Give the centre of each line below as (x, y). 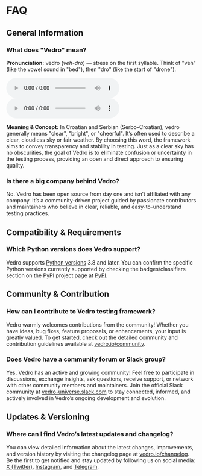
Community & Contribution (58, 294)
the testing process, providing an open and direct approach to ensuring (95, 159)
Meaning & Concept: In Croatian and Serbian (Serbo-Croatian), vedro (93, 127)
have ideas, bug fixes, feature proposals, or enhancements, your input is (96, 331)
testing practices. (28, 213)
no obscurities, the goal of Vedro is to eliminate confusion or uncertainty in (99, 152)
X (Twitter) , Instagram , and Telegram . (53, 466)
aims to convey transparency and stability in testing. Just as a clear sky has (100, 146)
